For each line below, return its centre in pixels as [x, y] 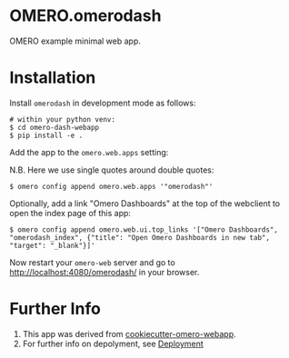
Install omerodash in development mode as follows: [103, 103]
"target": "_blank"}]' [52, 245]
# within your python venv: [63, 119]
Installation [53, 78]
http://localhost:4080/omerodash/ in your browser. [105, 272]
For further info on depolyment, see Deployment [113, 343]
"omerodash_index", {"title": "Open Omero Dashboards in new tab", [140, 237]
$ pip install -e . [46, 135]
